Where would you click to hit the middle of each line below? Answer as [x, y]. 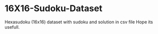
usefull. [12, 27]
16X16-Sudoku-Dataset [54, 8]
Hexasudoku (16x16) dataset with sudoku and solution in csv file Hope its [79, 22]
